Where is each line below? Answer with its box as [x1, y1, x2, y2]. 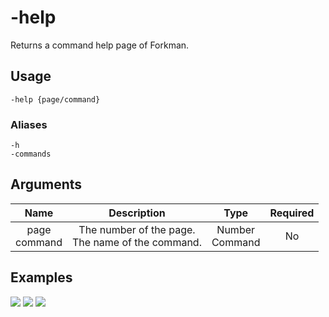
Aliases [10, 117, 48, 131]
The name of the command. [72, 235, 202, 249]
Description [108, 206, 166, 220]
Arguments [10, 176, 83, 193]
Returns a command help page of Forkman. [10, 39, 190, 51]
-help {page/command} [10, 94, 101, 105]
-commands [10, 149, 52, 160]
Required [269, 206, 315, 220]
